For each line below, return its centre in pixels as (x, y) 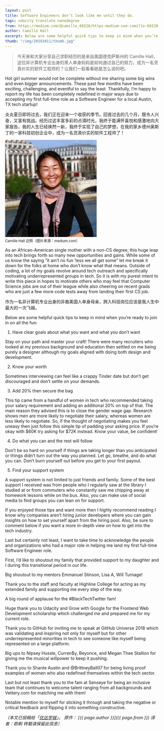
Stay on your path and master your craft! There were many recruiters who (79, 342)
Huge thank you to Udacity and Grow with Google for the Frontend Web (77, 608)
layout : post (18, 10)
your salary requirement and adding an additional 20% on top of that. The (79, 405)
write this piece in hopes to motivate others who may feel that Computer (78, 281)
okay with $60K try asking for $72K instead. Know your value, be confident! (81, 431)
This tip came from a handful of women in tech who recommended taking (79, 400)
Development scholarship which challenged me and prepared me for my (78, 613)
